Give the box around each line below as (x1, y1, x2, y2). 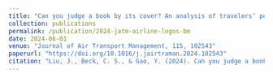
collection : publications (8, 19, 96, 28)
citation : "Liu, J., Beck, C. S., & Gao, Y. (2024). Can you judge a (8, 58, 249, 66)
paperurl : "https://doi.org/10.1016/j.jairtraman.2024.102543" (8, 50, 227, 58)
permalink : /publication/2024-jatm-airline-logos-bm (8, 27, 191, 35)
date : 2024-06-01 (8, 34, 67, 43)
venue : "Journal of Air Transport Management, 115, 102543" (8, 42, 217, 50)
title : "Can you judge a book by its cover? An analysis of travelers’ (8, 11, 256, 20)
